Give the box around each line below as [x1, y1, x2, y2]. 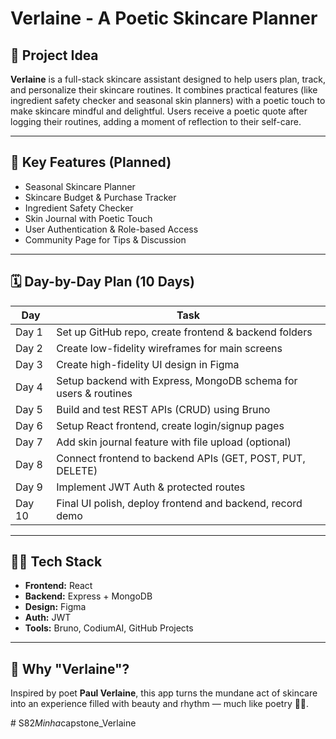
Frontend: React [24, 580, 93, 592]
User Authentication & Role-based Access [24, 223, 199, 235]
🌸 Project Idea [10, 47, 99, 64]
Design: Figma [24, 601, 87, 613]
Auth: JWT [24, 612, 72, 624]
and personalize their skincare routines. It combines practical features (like [10, 84, 318, 96]
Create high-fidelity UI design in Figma [56, 357, 240, 371]
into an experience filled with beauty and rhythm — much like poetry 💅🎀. [10, 698, 310, 710]
